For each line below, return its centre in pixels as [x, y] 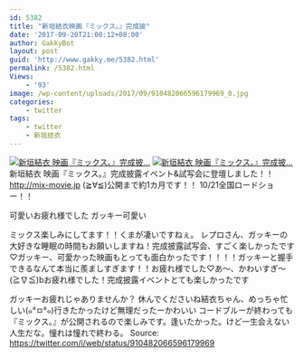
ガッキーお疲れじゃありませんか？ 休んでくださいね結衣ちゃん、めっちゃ [145, 298]
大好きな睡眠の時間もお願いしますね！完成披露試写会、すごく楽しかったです [152, 246]
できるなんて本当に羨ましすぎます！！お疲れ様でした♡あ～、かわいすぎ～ [148, 268]
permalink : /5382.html [52, 69]
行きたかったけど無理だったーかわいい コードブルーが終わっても [174, 310]
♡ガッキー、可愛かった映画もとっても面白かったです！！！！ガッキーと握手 [151, 257]
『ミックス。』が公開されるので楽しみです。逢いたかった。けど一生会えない [150, 321]
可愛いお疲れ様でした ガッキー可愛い [78, 215]
